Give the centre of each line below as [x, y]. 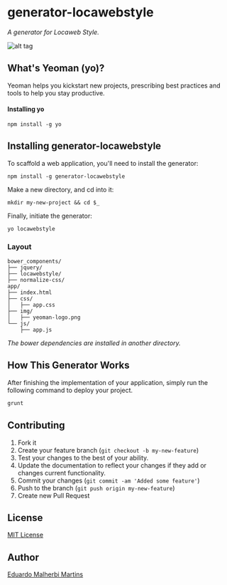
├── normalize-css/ [36, 280]
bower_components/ [34, 262]
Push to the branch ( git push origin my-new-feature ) [96, 487]
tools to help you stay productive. [56, 93]
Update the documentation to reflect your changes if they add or [112, 465]
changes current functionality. [62, 473]
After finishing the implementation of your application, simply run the [107, 382]
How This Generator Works [68, 365]
